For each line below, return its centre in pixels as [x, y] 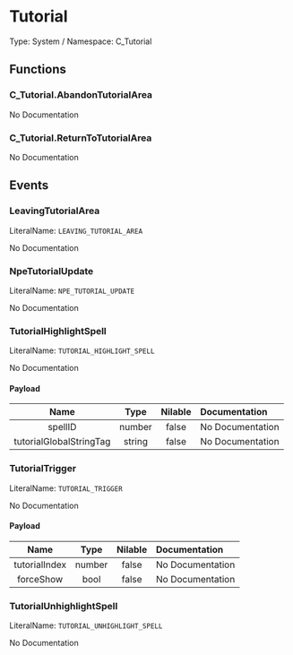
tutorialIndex [40, 565]
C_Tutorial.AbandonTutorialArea [81, 95]
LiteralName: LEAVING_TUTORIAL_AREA [76, 230]
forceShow [40, 579]
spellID [62, 427]
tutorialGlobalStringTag [62, 442]
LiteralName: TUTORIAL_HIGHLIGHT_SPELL [82, 350]
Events [29, 185]
